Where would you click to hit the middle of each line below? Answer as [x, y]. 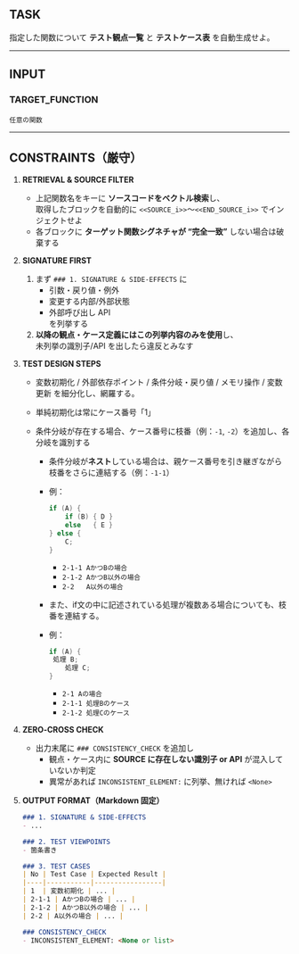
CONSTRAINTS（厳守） [76, 158]
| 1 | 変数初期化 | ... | [69, 892]
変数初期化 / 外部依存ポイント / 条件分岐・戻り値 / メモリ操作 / [150, 382]
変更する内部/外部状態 [89, 302]
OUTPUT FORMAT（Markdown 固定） [93, 801]
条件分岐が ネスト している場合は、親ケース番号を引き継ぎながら [166, 461]
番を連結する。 [76, 616]
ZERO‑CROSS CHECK [63, 730]
